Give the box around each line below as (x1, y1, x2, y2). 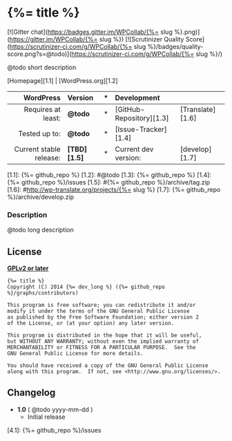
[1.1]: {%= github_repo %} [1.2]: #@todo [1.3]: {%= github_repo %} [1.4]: (7, 171, 212, 179)
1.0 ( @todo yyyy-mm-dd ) (17, 405, 93, 413)
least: (43, 113, 61, 122)
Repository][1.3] (115, 113, 169, 122)
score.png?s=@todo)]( (7, 50, 72, 58)
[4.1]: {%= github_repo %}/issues (7, 426, 101, 434)
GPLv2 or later (7, 264, 49, 272)
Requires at (23, 104, 61, 114)
